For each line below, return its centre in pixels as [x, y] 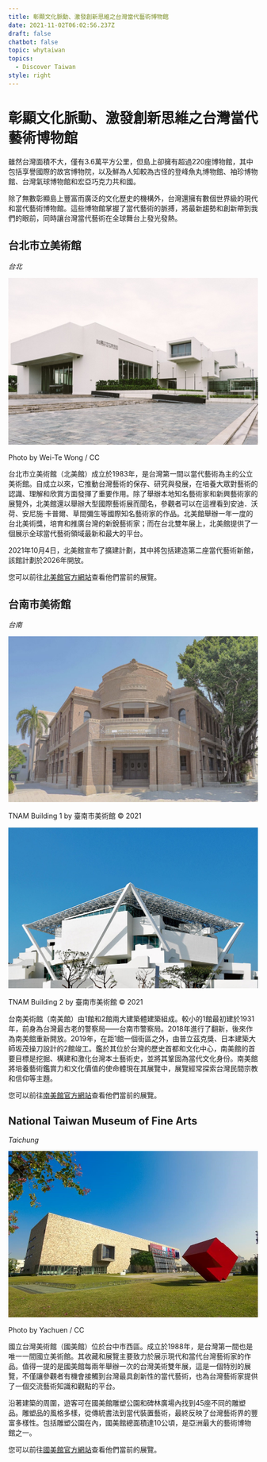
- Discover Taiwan [46, 68]
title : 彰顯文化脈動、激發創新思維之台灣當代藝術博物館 [88, 17]
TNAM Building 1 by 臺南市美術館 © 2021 [75, 816]
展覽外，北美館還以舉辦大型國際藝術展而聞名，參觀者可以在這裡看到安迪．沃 [133, 503]
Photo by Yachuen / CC [46, 1329]
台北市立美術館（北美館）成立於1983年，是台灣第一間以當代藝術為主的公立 [131, 473]
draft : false [30, 33]
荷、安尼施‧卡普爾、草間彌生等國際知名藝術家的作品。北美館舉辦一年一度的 [131, 513]
